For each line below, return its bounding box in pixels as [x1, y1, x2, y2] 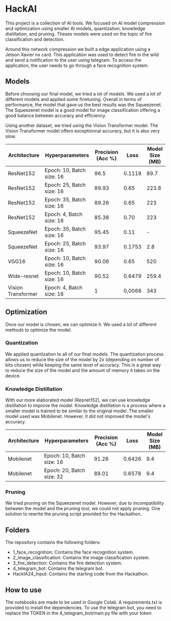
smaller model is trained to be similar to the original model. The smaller [5, 408, 154, 414]
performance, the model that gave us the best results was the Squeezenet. [5, 102, 162, 108]
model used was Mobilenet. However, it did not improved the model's [5, 413, 151, 419]
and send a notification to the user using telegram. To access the [5, 57, 141, 63]
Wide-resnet [8, 272, 39, 280]
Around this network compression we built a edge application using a [5, 46, 151, 52]
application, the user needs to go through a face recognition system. [5, 62, 149, 68]
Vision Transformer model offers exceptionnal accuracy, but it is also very [5, 128, 160, 134]
